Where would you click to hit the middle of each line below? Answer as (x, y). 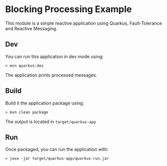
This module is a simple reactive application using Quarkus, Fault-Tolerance (84, 23)
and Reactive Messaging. (31, 28)
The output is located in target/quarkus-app (51, 121)
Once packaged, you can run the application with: (57, 149)
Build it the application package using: (45, 103)
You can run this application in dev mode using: (55, 56)
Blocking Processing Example (69, 9)
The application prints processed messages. (51, 75)
